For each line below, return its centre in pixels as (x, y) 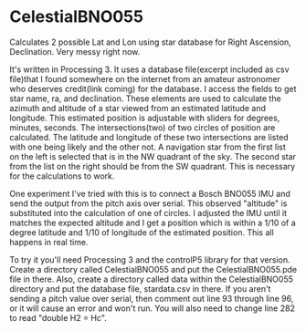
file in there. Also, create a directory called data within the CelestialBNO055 (152, 279)
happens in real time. (49, 242)
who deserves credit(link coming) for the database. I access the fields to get (153, 88)
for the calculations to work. (62, 176)
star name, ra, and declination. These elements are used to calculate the (145, 98)
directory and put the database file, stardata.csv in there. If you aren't (140, 288)
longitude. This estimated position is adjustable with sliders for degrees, (145, 118)
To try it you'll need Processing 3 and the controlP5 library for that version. (150, 259)
